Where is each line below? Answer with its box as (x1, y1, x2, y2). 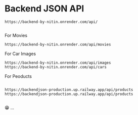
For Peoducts (4, 73, 32, 79)
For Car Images (4, 51, 36, 57)
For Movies (4, 32, 28, 38)
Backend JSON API (4, 3, 85, 14)
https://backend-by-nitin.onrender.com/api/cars (4, 64, 107, 69)
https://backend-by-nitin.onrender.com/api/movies (4, 42, 111, 47)
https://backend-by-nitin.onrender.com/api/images (4, 60, 111, 65)
